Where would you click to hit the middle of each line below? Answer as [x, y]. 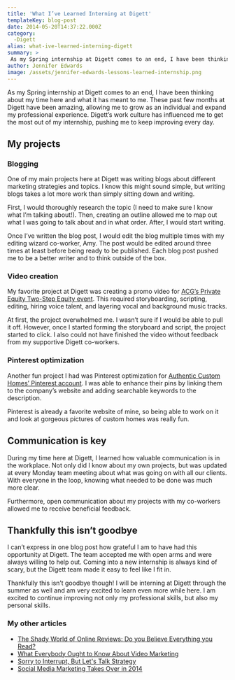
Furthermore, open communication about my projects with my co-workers [114, 501]
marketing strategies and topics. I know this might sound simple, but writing [116, 187]
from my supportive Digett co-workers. [64, 342]
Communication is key [57, 441]
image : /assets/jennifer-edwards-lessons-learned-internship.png [104, 72]
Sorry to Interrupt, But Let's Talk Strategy [77, 661]
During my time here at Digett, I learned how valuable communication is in [114, 458]
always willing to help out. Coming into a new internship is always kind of [112, 562]
